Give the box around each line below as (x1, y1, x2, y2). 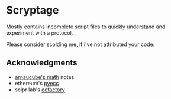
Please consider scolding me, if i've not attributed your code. (6, 41, 155, 48)
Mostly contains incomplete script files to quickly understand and (6, 23, 166, 30)
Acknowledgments (6, 58, 78, 68)
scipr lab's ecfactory (14, 86, 65, 93)
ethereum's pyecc (14, 80, 59, 87)
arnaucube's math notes (14, 73, 75, 80)
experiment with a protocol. (6, 29, 73, 36)
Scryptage (6, 4, 59, 17)
